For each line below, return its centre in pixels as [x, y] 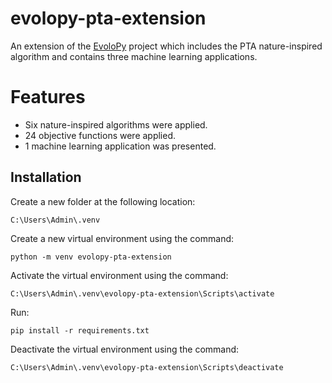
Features [48, 97]
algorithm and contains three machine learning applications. [134, 56]
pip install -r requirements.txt [80, 330]
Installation [46, 177]
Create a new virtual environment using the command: [122, 238]
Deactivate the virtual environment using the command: [125, 349]
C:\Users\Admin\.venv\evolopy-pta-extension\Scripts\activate [142, 293]
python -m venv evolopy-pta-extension [91, 257]
